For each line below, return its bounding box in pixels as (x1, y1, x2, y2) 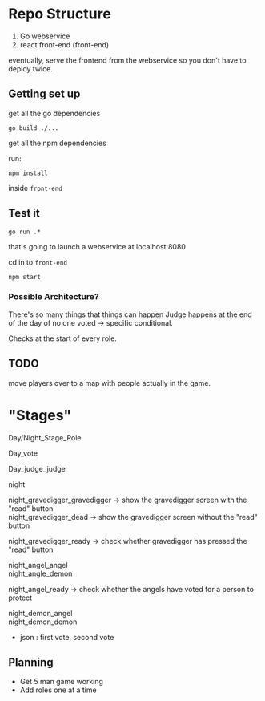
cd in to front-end (8, 257, 68, 267)
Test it (8, 206, 40, 221)
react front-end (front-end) (19, 39, 110, 49)
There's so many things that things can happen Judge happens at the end (8, 310, 252, 319)
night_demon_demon (8, 617, 78, 626)
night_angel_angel (8, 560, 68, 569)
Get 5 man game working (19, 677, 104, 687)
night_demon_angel (8, 608, 73, 618)
